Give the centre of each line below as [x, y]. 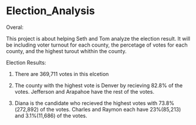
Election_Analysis [50, 11]
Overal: [15, 27]
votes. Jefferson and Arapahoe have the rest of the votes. [84, 91]
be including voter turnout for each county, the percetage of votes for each [97, 45]
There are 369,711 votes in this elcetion [62, 74]
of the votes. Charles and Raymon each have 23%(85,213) [111, 109]
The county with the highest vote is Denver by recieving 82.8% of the [99, 85]
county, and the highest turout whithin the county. [66, 51]
